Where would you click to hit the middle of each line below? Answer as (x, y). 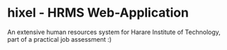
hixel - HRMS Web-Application (98, 13)
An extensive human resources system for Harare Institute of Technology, (114, 32)
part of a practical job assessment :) (60, 39)
